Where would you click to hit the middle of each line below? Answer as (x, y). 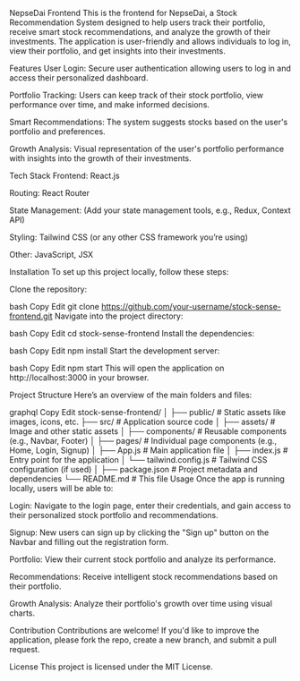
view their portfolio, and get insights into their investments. (117, 51)
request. (25, 649)
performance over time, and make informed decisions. (110, 105)
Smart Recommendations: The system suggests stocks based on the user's (149, 122)
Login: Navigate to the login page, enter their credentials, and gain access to (150, 506)
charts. (22, 613)
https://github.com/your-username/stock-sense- (192, 306)
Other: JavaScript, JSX (51, 255)
